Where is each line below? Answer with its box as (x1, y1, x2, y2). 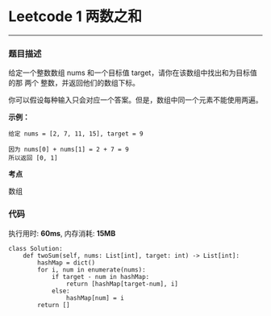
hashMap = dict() (37, 259, 95, 267)
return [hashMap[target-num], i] (65, 280, 179, 288)
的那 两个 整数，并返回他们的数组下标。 (8, 78, 140, 88)
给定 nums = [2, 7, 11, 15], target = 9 (8, 130, 144, 138)
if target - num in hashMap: (51, 272, 150, 281)
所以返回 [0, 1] (8, 154, 58, 162)
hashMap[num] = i (65, 293, 125, 302)
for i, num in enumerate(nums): (37, 265, 147, 274)
